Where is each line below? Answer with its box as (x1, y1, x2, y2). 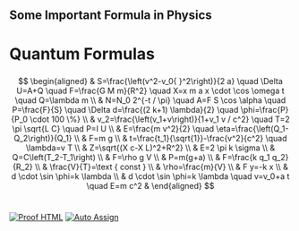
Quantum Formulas (9, 44, 155, 64)
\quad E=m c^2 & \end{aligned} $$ (86, 180, 215, 191)
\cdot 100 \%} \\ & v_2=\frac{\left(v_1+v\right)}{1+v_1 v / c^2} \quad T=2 (30, 114, 291, 124)
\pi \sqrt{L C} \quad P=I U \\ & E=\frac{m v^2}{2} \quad (12, 123, 215, 133)
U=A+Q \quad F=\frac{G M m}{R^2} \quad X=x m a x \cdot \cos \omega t (16, 85, 285, 96)
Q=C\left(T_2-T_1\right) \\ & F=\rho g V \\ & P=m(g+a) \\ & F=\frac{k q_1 (12, 151, 270, 162)
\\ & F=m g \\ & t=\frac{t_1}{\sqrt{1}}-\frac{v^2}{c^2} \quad (73, 133, 288, 143)
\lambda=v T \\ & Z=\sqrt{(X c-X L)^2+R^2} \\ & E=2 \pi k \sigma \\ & (25, 142, 276, 153)
